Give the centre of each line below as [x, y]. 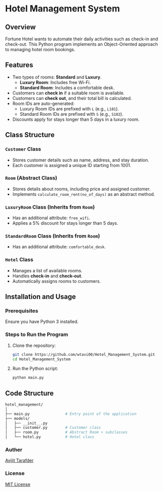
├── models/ [17, 418]
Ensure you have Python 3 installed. [42, 322]
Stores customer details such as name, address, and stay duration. [81, 160]
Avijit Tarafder [19, 461]
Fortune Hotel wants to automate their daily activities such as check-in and [81, 39]
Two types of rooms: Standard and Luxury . [57, 77]
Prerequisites [22, 311]
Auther [14, 450]
